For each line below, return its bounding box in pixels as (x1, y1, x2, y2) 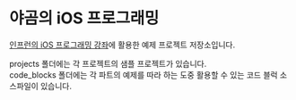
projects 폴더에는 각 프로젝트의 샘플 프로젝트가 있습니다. (9, 58, 207, 69)
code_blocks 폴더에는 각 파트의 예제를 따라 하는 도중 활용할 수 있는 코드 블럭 (9, 69, 278, 80)
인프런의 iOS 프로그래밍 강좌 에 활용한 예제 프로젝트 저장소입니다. (9, 39, 236, 50)
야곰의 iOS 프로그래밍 (9, 8, 160, 29)
